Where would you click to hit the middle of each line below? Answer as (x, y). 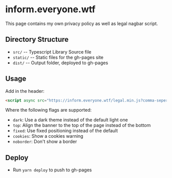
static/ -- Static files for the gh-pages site (58, 57)
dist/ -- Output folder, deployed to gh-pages (60, 63)
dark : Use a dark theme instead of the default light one (70, 120)
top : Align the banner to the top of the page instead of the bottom (82, 125)
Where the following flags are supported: (49, 110)
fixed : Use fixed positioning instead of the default (65, 131)
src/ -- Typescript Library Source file (52, 52)
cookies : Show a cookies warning (48, 136)
